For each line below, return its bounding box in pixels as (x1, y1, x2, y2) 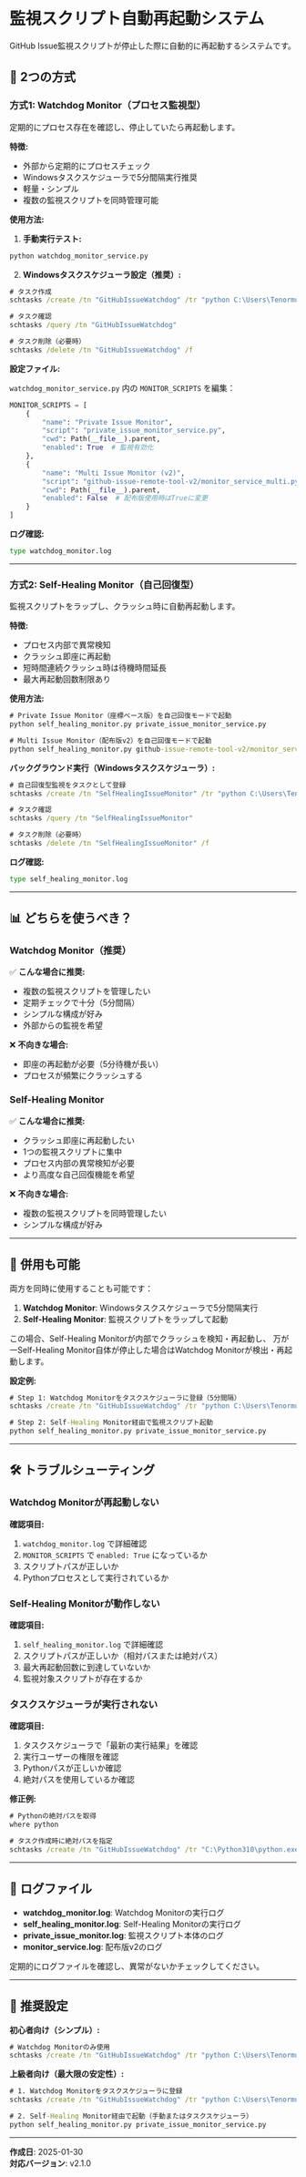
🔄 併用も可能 (9, 1257, 80, 1272)
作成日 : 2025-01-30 (9, 2146, 84, 2157)
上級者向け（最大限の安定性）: (9, 2069, 125, 2079)
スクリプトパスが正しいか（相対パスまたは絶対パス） (22, 1650, 223, 1661)
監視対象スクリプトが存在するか (22, 1673, 143, 1684)
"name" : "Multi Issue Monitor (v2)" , (42, 468, 185, 478)
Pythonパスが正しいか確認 (22, 1762, 122, 1773)
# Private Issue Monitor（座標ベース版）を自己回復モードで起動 (9, 712, 232, 721)
